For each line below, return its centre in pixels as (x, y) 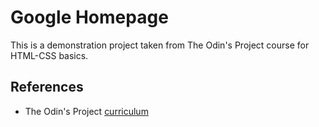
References (47, 87)
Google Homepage (89, 17)
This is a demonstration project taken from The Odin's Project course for (160, 45)
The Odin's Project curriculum (86, 111)
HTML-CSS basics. (49, 55)
